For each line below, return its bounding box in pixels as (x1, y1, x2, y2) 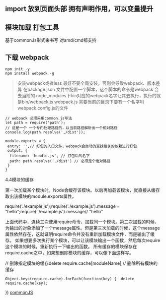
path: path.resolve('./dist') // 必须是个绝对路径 (9, 159, 111, 164)
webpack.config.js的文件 (17, 105, 69, 111)
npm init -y (5, 66, 30, 72)
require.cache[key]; (5, 281, 48, 286)
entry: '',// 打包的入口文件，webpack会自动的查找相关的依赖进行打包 (7, 144, 137, 149)
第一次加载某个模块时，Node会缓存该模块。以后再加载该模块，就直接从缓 (5, 187, 156, 193)
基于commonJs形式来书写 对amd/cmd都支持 (5, 37, 97, 43)
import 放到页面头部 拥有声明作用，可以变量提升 (5, 4, 154, 13)
